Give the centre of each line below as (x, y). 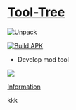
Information (24, 87)
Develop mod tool (43, 59)
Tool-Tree (36, 12)
